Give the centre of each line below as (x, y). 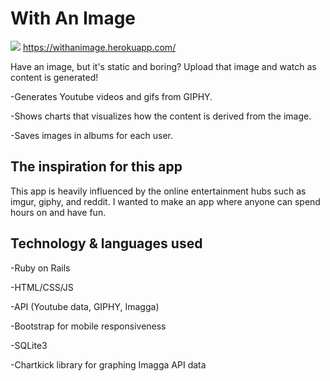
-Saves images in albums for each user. (92, 135)
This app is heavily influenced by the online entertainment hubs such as (158, 191)
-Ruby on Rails (40, 268)
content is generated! (54, 77)
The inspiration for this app (96, 167)
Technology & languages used (106, 243)
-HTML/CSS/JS (42, 287)
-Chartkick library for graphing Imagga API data (108, 364)
